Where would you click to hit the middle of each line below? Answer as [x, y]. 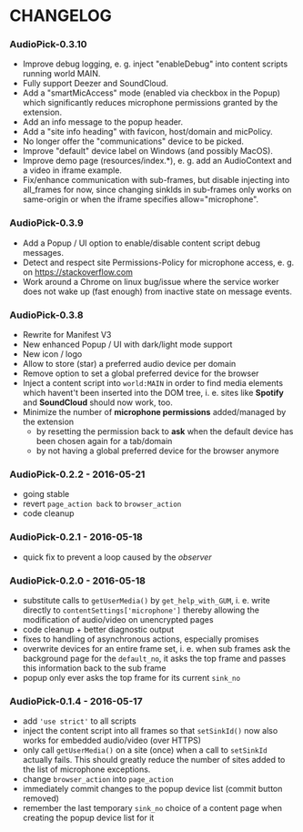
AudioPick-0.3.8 [46, 315]
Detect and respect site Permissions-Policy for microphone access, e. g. [158, 262]
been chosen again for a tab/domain [104, 441]
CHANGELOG [61, 16]
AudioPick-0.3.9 [46, 223]
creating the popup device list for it [88, 818]
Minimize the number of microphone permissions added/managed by [154, 412]
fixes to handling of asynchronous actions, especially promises [141, 639]
